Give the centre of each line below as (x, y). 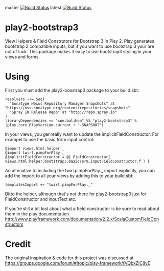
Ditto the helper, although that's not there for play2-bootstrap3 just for (76, 194)
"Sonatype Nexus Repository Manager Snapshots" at (62, 103)
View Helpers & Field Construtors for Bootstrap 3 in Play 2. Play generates (80, 41)
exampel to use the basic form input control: (50, 139)
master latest (33, 8)
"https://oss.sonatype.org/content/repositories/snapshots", (69, 108)
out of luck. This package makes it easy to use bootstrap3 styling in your (78, 51)
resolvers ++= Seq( (25, 99)
